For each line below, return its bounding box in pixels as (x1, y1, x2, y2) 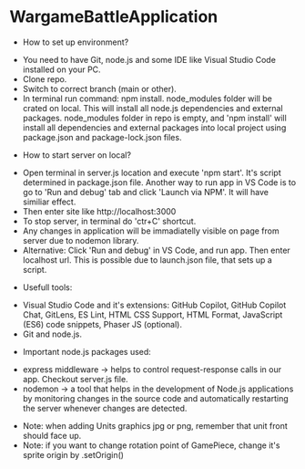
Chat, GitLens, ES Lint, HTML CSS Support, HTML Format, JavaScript (22, 308, 283, 320)
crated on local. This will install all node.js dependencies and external (22, 102, 284, 113)
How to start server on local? (22, 149, 132, 161)
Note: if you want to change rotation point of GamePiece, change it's (22, 440, 280, 451)
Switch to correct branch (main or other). (22, 83, 178, 94)
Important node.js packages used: (22, 346, 152, 357)
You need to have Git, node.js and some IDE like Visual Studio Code (22, 54, 276, 65)
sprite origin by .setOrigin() (22, 449, 125, 460)
